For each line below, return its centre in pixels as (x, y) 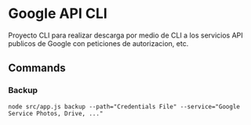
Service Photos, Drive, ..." (56, 113)
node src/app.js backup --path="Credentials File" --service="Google (124, 106)
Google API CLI (58, 14)
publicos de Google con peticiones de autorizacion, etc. (98, 43)
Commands (37, 68)
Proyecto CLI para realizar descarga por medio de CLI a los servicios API (125, 35)
